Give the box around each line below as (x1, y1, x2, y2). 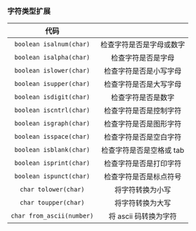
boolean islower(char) (14, 67, 91, 75)
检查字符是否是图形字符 (104, 119, 182, 129)
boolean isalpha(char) (14, 54, 91, 61)
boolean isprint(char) (14, 159, 91, 167)
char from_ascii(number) (11, 212, 94, 220)
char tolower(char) (20, 185, 85, 194)
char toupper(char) (20, 199, 85, 207)
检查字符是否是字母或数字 (100, 40, 185, 50)
